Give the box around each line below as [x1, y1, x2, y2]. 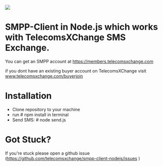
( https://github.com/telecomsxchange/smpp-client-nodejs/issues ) [5, 155, 140, 161]
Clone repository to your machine [12, 106, 80, 112]
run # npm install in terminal [12, 112, 69, 118]
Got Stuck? [5, 134, 52, 145]
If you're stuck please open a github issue [5, 150, 90, 156]
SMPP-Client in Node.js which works [5, 22, 158, 33]
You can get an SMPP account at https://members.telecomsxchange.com [5, 58, 154, 64]
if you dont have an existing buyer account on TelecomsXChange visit [5, 68, 146, 73]
